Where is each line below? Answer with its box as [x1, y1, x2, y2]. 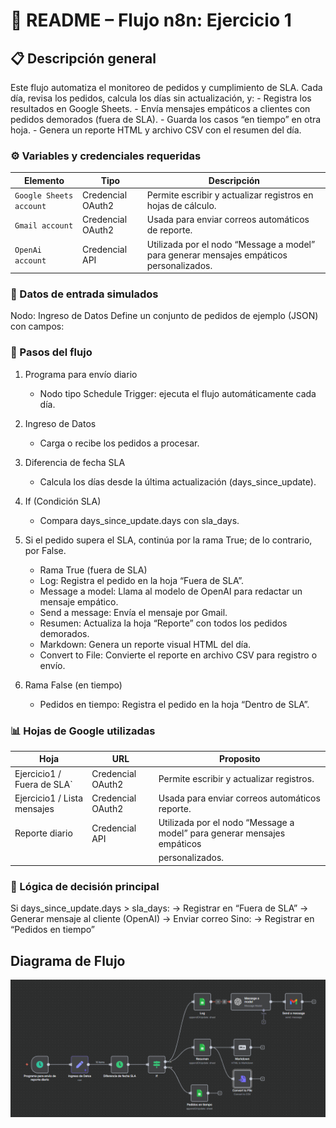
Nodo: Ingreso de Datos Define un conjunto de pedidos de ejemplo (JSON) [10, 310, 319, 322]
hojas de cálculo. [146, 200, 217, 212]
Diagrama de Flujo [10, 952, 126, 969]
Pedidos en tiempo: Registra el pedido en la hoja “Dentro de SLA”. [39, 698, 310, 710]
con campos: [10, 320, 65, 333]
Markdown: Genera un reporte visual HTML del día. [39, 638, 252, 650]
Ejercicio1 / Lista [14, 792, 84, 804]
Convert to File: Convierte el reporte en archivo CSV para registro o [39, 649, 318, 661]
